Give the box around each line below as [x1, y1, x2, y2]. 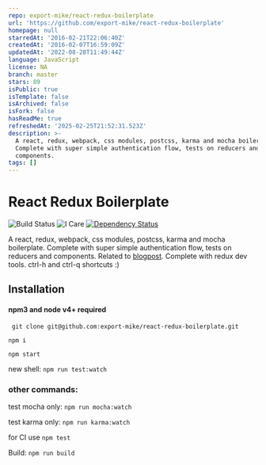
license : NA [8, 63, 47, 71]
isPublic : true [8, 85, 59, 93]
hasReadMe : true [8, 115, 62, 123]
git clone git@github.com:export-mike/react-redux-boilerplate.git [11, 322, 239, 330]
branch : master [8, 71, 59, 78]
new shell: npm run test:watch [8, 364, 108, 373]
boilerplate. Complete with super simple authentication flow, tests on [8, 243, 232, 253]
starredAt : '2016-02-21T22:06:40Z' [8, 33, 126, 42]
